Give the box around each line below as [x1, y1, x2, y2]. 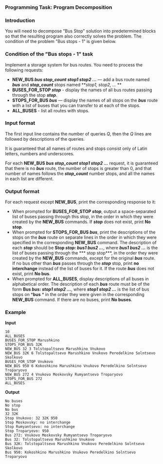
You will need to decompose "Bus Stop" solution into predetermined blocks [5, 28, 156, 34]
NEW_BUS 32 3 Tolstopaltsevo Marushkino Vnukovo [5, 346, 106, 352]
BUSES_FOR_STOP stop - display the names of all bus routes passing [12, 87, 152, 93]
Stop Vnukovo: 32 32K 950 [5, 416, 57, 421]
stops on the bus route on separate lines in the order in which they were [12, 234, 157, 240]
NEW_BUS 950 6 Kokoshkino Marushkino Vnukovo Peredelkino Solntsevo [5, 363, 147, 369]
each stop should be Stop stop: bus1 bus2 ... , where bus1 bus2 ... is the [12, 245, 158, 251]
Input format [5, 120, 36, 127]
